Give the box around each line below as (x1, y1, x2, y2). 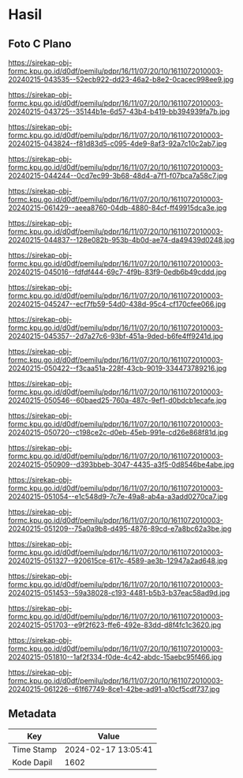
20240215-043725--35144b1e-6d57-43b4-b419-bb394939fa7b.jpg (8, 107, 230, 116)
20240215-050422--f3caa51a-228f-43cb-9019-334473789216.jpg (8, 363, 227, 373)
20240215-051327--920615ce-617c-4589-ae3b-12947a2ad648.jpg (8, 556, 228, 566)
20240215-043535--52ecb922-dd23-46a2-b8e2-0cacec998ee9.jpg (8, 75, 234, 84)
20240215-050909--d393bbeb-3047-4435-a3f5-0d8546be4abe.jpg (8, 460, 235, 469)
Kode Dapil (12, 757, 53, 768)
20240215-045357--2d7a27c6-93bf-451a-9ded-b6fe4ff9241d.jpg (8, 332, 223, 340)
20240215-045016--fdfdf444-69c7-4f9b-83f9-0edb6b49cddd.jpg (8, 267, 227, 276)
